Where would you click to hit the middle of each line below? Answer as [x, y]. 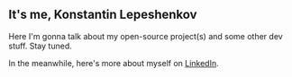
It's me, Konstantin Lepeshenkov [103, 15]
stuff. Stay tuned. [41, 46]
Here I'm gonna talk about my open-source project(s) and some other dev [146, 36]
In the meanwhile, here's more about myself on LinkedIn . [114, 63]
